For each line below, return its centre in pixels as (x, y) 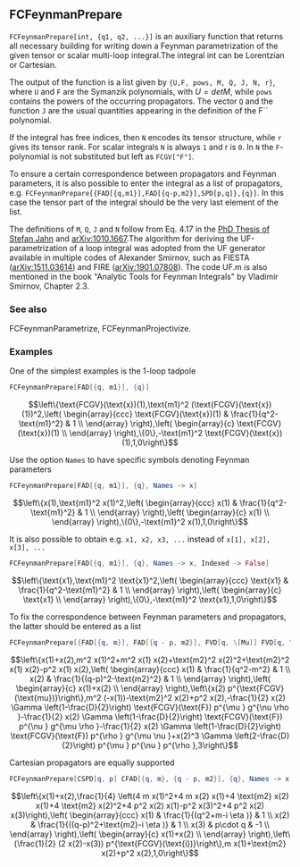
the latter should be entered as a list (75, 627)
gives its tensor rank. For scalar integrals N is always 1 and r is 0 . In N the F (145, 147)
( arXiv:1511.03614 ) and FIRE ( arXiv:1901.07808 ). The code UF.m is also (138, 266)
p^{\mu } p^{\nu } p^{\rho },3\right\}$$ (168, 745)
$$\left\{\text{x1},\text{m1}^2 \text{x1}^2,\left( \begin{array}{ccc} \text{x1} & (150, 581)
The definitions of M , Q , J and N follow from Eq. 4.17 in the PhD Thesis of (140, 229)
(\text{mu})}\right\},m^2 (58, 697)
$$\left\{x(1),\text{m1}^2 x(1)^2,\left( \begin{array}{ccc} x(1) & (125, 503)
